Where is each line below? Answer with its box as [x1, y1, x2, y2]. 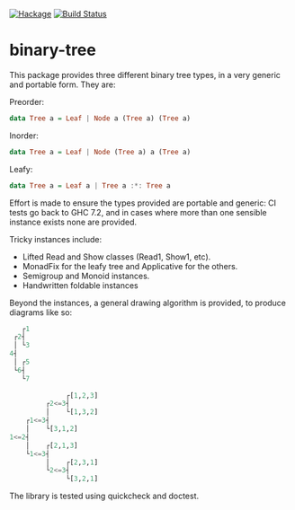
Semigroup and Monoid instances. [22, 270, 150, 281]
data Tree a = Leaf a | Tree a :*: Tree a [9, 180, 171, 190]
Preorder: [9, 96, 45, 107]
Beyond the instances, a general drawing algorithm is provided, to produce [9, 297, 286, 308]
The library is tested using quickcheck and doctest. [9, 490, 200, 502]
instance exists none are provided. [9, 216, 138, 227]
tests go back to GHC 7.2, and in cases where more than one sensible [9, 207, 267, 217]
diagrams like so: [9, 306, 73, 318]
